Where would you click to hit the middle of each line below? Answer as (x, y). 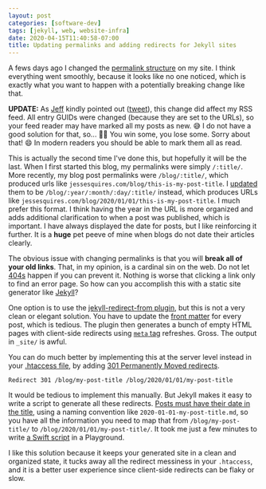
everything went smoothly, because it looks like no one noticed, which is (127, 77)
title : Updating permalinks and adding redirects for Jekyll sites (123, 45)
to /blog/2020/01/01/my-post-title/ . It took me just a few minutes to (144, 429)
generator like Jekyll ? (43, 293)
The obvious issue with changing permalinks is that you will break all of (125, 258)
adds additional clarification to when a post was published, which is (119, 218)
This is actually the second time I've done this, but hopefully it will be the (127, 158)
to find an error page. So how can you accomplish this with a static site (125, 284)
